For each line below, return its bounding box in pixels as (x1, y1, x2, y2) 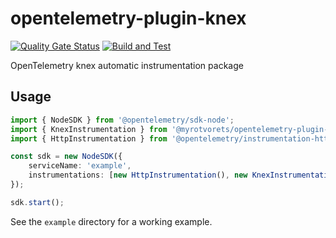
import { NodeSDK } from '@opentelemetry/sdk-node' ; (10, 115, 235, 125)
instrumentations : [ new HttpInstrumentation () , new (28, 170, 248, 181)
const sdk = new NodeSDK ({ (10, 152, 123, 162)
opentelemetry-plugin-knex (10, 7, 247, 30)
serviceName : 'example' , (28, 161, 132, 171)
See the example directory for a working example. (10, 215, 213, 227)
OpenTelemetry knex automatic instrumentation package (10, 59, 244, 71)
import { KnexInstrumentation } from (10, 124, 168, 134)
